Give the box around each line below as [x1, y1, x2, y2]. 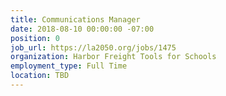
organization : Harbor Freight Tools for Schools [10, 52, 217, 62]
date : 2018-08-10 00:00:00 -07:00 [10, 24, 155, 34]
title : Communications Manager [10, 14, 141, 25]
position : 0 [10, 33, 60, 43]
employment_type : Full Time [10, 61, 128, 71]
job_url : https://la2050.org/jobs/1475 [10, 42, 177, 53]
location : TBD [10, 71, 70, 81]
